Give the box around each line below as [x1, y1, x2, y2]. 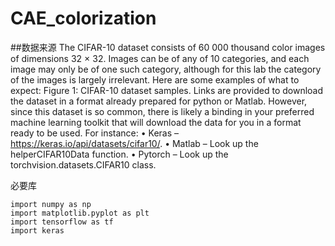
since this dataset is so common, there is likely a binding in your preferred [10, 105, 315, 117]
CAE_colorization [10, 7, 157, 30]
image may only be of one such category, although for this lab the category [10, 63, 322, 75]
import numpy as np [10, 199, 92, 209]
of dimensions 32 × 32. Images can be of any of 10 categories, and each [10, 52, 310, 64]
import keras [10, 225, 65, 236]
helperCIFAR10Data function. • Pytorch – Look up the [10, 148, 229, 160]
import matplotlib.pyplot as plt [10, 208, 150, 218]
